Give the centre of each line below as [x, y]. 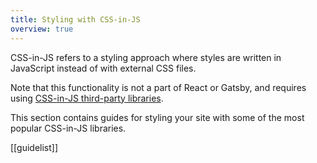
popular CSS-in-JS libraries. [68, 128]
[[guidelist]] [34, 147]
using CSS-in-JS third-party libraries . [87, 98]
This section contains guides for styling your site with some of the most [157, 117]
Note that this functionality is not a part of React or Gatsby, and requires [158, 87]
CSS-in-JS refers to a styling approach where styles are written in [146, 57]
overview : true [42, 29]
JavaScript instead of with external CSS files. [103, 68]
